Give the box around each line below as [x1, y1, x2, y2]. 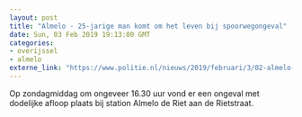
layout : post [9, 13, 58, 22]
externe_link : [9, 64, 63, 73]
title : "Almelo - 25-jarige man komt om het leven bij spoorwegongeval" [9, 22, 288, 31]
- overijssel [9, 47, 58, 56]
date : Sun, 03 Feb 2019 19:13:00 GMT [9, 30, 151, 39]
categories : [9, 38, 54, 48]
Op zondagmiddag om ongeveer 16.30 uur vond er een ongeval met [9, 87, 261, 99]
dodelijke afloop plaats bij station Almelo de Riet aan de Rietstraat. [9, 97, 254, 108]
